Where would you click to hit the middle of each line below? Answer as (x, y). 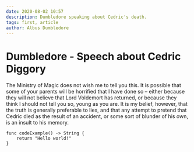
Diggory (26, 69)
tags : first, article (32, 22)
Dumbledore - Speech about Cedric (94, 57)
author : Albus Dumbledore (37, 28)
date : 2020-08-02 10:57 (35, 11)
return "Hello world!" (44, 139)
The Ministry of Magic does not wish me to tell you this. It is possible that (94, 85)
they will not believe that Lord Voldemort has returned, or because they (91, 98)
